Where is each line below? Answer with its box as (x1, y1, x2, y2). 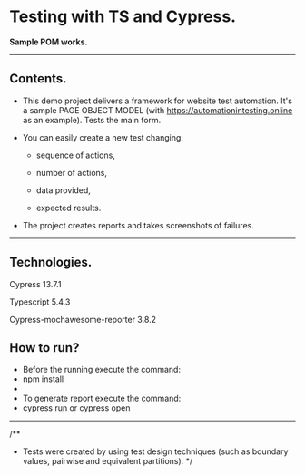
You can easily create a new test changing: (22, 131, 184, 142)
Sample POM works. (9, 36, 88, 47)
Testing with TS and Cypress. (9, 6, 237, 27)
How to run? (9, 340, 80, 355)
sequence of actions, (35, 150, 115, 160)
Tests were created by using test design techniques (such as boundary (22, 446, 289, 457)
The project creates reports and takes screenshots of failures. (22, 219, 254, 230)
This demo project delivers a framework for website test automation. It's (22, 95, 293, 106)
